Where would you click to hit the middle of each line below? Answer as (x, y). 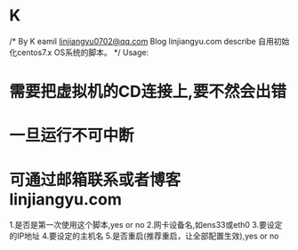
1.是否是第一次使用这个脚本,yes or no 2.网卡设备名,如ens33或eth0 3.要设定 (146, 225)
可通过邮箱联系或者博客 (95, 180)
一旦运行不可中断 (72, 136)
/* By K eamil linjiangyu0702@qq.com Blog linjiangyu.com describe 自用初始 (149, 41)
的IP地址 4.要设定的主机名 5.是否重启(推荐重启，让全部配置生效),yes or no (144, 236)
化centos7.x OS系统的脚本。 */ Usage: (79, 52)
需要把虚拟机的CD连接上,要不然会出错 (148, 92)
